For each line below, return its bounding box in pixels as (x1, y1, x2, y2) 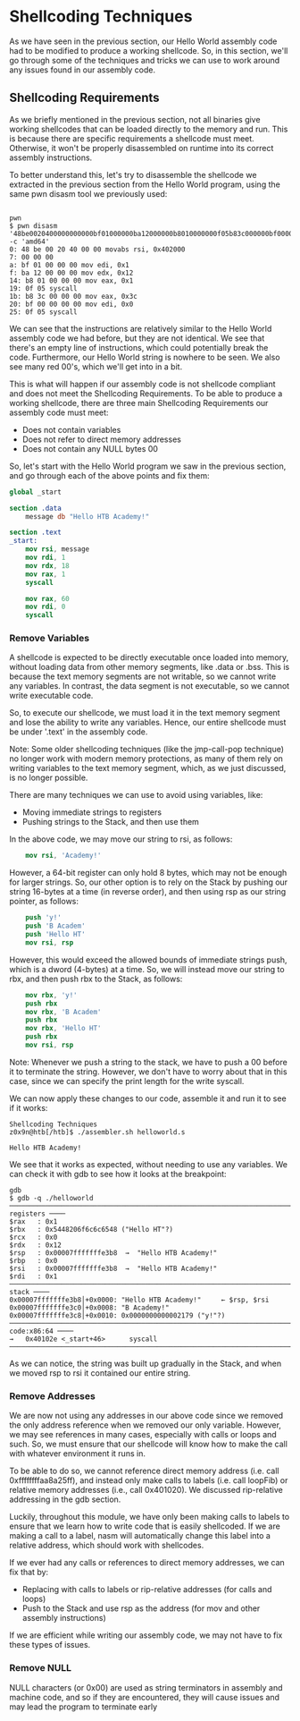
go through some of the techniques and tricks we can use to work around (9, 55, 279, 65)
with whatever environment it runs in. (9, 1448, 146, 1459)
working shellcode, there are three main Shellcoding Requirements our (9, 397, 269, 408)
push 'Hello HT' (25, 930, 87, 939)
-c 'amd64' (9, 237, 50, 246)
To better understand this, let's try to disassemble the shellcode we (9, 169, 257, 180)
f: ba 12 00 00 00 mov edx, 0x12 (9, 268, 134, 277)
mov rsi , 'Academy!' (25, 852, 102, 860)
